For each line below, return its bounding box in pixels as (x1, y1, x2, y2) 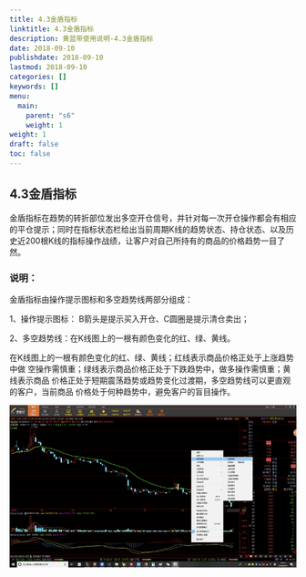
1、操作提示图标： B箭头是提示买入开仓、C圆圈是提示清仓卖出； (9, 313, 250, 324)
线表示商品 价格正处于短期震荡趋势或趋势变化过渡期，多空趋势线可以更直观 (9, 375, 291, 386)
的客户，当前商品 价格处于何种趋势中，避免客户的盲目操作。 (9, 386, 235, 397)
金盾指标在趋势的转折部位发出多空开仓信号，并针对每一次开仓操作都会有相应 (9, 212, 297, 223)
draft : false (9, 139, 59, 149)
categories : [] (9, 73, 67, 82)
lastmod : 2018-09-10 (9, 63, 88, 72)
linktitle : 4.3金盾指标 (9, 24, 94, 34)
